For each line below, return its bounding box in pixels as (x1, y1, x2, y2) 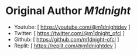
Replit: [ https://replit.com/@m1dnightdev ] (13, 42, 117, 49)
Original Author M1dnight (5, 4, 131, 18)
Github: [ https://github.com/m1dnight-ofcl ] (13, 36, 119, 43)
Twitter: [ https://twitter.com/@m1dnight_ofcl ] (13, 29, 125, 36)
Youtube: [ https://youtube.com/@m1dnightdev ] (13, 23, 131, 30)
